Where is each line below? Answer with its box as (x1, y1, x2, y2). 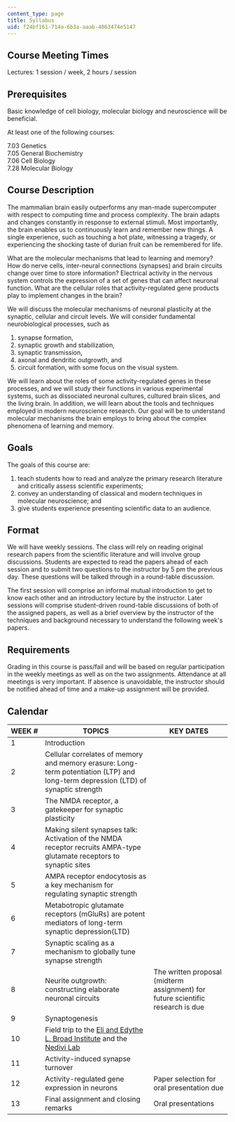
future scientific (153, 994, 206, 1003)
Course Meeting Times (7, 49, 109, 61)
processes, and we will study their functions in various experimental (7, 384, 204, 392)
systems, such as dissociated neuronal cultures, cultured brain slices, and (7, 391, 220, 400)
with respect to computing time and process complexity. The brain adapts (7, 210, 220, 218)
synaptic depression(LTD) (45, 927, 131, 937)
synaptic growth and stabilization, (17, 341, 115, 349)
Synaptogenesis (45, 1014, 99, 1024)
